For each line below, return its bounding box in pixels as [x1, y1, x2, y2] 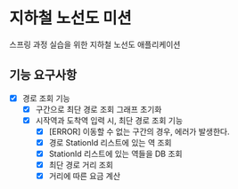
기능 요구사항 [9, 67, 78, 83]
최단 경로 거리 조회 [48, 160, 114, 170]
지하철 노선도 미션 [9, 8, 132, 28]
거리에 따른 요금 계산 [48, 170, 121, 182]
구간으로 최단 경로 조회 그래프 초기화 [35, 104, 162, 114]
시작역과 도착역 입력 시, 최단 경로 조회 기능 [35, 114, 184, 125]
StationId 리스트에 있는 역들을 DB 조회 [48, 148, 183, 160]
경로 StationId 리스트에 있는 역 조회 [48, 138, 172, 147]
